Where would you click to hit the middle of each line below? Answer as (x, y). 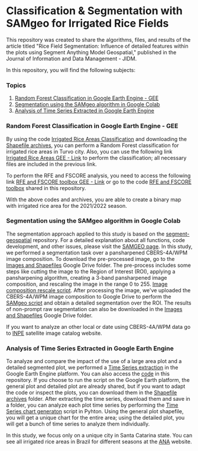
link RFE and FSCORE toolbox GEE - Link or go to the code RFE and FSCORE (99, 182)
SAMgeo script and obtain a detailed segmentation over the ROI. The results (99, 303)
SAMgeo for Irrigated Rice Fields (87, 23)
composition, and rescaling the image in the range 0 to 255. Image (87, 284)
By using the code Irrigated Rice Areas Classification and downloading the (97, 139)
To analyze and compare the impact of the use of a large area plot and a (94, 361)
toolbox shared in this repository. (46, 188)
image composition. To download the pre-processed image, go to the (90, 259)
